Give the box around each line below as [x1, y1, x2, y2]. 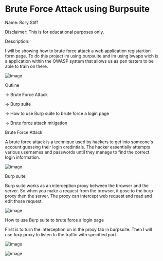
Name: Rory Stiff [5, 19, 38, 25]
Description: [5, 38, 30, 44]
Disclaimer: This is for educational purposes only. [5, 29, 104, 35]
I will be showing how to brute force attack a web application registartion [5, 48, 151, 54]
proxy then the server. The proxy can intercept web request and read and [5, 193, 152, 199]
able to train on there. [5, 63, 48, 69]
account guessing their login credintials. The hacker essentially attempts [5, 144, 150, 149]
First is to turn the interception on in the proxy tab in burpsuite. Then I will [5, 226, 152, 232]
